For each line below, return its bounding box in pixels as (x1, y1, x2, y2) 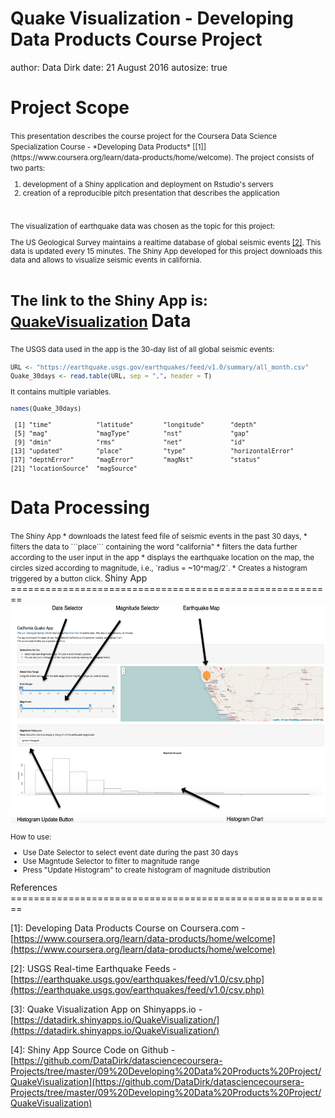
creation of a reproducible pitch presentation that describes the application (22, 188, 280, 198)
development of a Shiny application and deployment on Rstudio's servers (22, 179, 274, 189)
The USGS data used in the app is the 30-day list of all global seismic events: (10, 344, 275, 354)
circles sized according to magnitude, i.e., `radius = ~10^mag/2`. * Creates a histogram (10, 563, 308, 573)
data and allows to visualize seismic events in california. (10, 255, 202, 265)
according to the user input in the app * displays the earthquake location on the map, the (10, 552, 315, 562)
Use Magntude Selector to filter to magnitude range (22, 857, 200, 867)
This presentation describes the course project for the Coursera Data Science (10, 131, 277, 141)
